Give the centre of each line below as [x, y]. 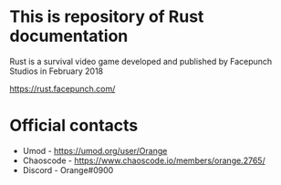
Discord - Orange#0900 [68, 170]
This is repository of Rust [107, 17]
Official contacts [74, 126]
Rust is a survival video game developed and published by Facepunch [141, 61]
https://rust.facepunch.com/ [62, 88]
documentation [69, 36]
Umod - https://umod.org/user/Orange [95, 150]
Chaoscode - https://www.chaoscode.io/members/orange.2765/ [144, 160]
